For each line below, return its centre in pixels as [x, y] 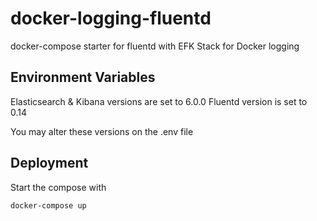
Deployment [49, 163]
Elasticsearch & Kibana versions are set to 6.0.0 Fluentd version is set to [159, 101]
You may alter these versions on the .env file [102, 131]
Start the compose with [58, 187]
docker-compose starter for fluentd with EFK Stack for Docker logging [155, 46]
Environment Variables [83, 77]
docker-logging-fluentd [111, 18]
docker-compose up [48, 205]
